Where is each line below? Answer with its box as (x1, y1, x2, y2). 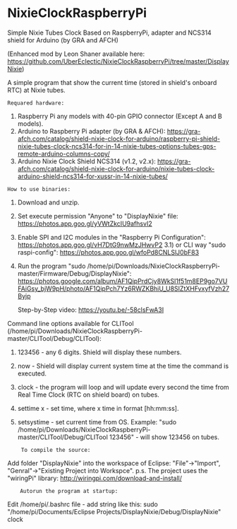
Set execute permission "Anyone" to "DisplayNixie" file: (17, 211, 178, 220)
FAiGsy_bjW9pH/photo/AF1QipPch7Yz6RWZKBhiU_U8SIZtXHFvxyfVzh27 (17, 284, 230, 293)
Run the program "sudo (17, 262, 86, 270)
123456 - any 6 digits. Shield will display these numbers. (17, 348, 182, 356)
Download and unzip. (17, 198, 80, 207)
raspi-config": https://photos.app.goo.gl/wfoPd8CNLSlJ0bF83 (17, 248, 200, 256)
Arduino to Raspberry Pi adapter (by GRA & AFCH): (17, 127, 166, 135)
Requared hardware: (7, 99, 65, 107)
